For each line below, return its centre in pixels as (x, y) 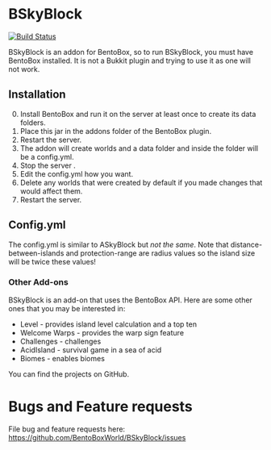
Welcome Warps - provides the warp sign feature (102, 332)
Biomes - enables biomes (62, 358)
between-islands (36, 253)
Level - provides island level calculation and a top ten (108, 324)
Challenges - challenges (60, 341)
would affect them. (51, 191)
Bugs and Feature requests (101, 407)
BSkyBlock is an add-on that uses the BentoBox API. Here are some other (130, 300)
